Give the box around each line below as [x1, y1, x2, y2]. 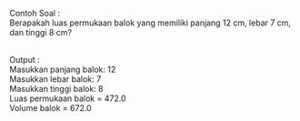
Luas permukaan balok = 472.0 [9, 93, 126, 104]
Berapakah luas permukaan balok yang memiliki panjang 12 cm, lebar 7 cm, [9, 17, 292, 28]
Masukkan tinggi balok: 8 [9, 84, 105, 94]
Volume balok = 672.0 [9, 103, 93, 113]
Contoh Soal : [9, 8, 61, 18]
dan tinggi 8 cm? [9, 27, 73, 37]
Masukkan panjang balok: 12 [9, 64, 116, 75]
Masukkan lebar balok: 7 [9, 74, 102, 85]
